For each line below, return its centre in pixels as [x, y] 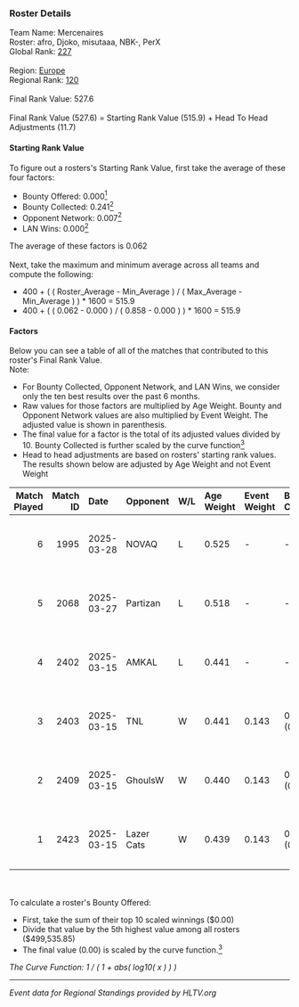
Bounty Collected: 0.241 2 [68, 206]
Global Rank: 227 [40, 52]
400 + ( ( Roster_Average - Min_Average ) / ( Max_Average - [132, 291]
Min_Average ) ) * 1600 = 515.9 [78, 301]
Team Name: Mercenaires [57, 33]
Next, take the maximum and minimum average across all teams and [134, 265]
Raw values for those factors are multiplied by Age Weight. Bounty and [152, 406]
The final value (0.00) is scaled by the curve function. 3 [122, 949]
